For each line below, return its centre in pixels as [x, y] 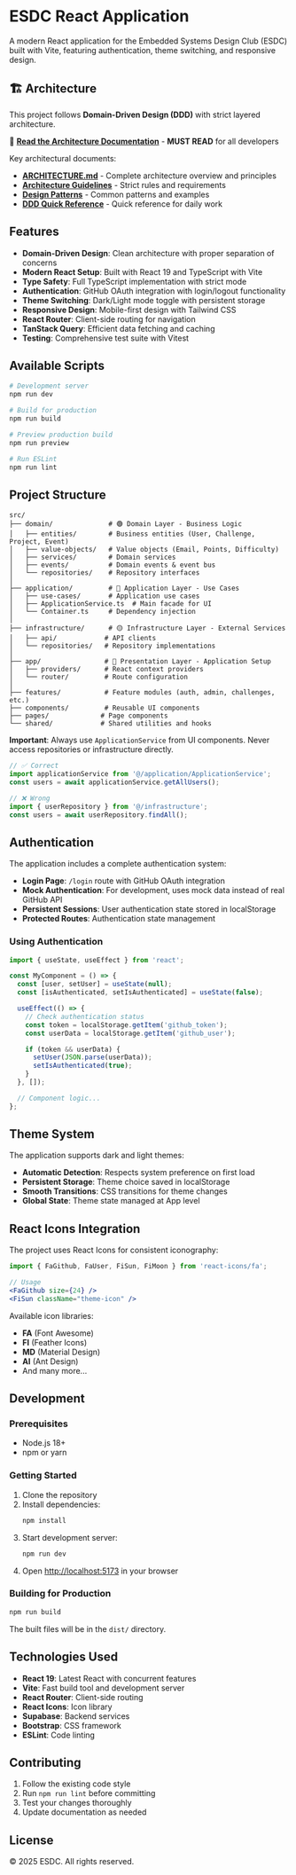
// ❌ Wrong [30, 798]
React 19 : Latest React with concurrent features [109, 1678]
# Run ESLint [33, 459]
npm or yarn [44, 1453]
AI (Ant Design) [50, 1361]
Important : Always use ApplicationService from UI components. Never [140, 740]
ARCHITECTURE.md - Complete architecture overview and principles [149, 176]
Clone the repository [59, 1495]
